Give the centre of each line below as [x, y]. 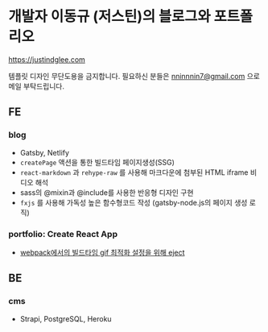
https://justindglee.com [47, 59]
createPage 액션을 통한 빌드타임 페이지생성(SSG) [97, 162]
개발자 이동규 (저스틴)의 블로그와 [109, 17]
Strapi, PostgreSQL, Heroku [66, 318]
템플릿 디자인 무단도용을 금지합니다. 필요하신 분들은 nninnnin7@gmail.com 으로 [134, 76]
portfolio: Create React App [63, 234]
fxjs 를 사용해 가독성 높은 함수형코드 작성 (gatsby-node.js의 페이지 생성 [134, 202]
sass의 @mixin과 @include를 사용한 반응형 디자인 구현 [107, 192]
